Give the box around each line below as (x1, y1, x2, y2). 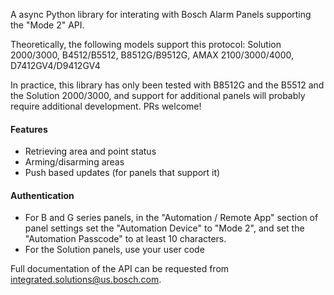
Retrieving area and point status (24, 145, 157, 158)
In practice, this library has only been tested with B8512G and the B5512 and (10, 79, 325, 91)
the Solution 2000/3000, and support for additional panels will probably (10, 90, 306, 101)
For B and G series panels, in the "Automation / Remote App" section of (24, 212, 319, 224)
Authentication (10, 189, 75, 201)
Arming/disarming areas (24, 156, 125, 168)
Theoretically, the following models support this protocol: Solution (10, 39, 282, 50)
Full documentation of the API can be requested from (10, 263, 230, 275)
